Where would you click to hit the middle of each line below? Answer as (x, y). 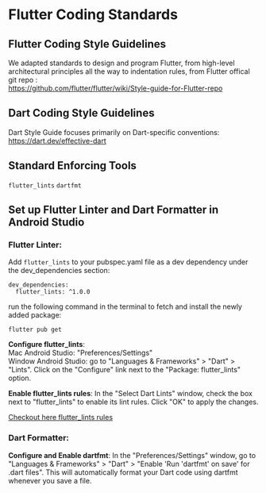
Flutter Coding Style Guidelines (87, 44)
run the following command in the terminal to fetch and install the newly (125, 306)
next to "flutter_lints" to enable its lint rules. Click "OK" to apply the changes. (133, 402)
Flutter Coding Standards (93, 15)
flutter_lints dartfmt (45, 185)
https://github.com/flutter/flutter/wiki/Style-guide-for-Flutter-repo (116, 88)
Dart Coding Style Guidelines (81, 113)
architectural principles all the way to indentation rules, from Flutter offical (129, 71)
